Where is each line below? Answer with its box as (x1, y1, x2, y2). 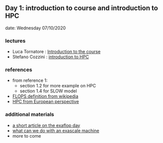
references (5, 67, 32, 73)
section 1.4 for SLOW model (19, 88, 77, 94)
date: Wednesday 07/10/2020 (5, 25, 66, 31)
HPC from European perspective (12, 99, 80, 105)
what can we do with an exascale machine (12, 128, 99, 134)
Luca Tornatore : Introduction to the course (12, 49, 101, 55)
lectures (5, 37, 26, 44)
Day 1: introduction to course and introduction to (5, 4, 158, 12)
